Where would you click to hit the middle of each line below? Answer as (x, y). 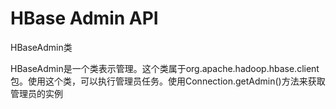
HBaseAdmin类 (41, 47)
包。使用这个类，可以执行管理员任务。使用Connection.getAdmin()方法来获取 (168, 81)
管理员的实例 (36, 93)
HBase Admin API (84, 18)
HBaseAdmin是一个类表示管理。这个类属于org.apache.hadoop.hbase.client (165, 68)
